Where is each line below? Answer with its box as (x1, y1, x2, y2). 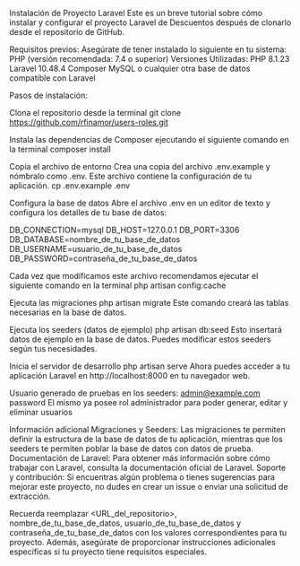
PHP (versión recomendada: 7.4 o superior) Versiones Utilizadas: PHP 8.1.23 (9, 54, 290, 64)
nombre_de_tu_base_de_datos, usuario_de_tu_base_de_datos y (9, 518, 242, 528)
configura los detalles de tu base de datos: (9, 207, 167, 218)
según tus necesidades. (9, 344, 98, 353)
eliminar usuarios (9, 407, 73, 417)
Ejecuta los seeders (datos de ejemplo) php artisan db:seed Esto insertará (9, 325, 282, 335)
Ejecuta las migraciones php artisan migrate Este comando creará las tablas (9, 298, 289, 308)
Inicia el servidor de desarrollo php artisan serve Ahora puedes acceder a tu (9, 361, 291, 371)
